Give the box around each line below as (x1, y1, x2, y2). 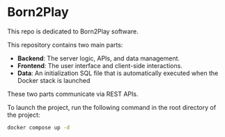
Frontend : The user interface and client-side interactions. (17, 61, 183, 70)
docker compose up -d (7, 124, 70, 131)
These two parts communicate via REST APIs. (7, 90, 139, 98)
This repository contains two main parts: (7, 40, 123, 49)
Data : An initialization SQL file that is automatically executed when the (17, 69, 219, 77)
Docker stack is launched (17, 76, 91, 84)
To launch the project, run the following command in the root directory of (7, 103, 217, 111)
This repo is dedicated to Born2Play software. (7, 27, 139, 35)
